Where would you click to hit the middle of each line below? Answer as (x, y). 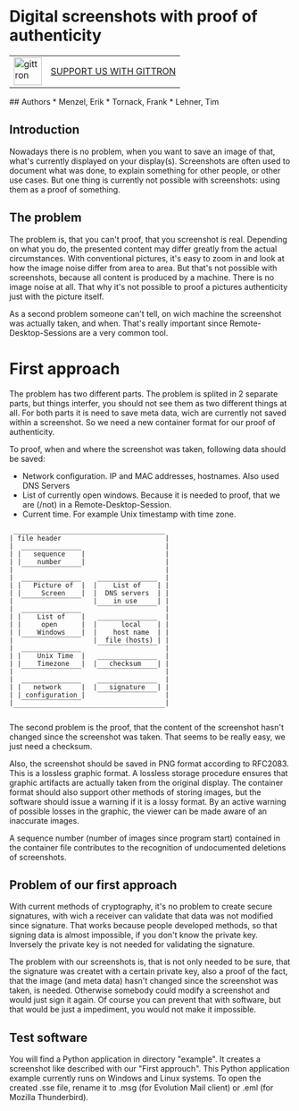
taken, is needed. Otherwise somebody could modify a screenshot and (140, 990)
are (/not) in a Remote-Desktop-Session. (97, 504)
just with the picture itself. (57, 296)
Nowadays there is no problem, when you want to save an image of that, (142, 151)
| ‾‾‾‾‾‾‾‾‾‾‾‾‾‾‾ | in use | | (89, 601)
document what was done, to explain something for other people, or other (145, 170)
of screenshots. (38, 857)
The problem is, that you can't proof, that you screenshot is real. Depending (149, 239)
